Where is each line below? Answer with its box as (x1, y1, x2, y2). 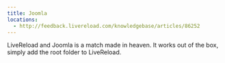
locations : (7, 16, 38, 23)
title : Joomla (7, 9, 48, 17)
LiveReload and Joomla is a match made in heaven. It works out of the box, (7, 41, 219, 49)
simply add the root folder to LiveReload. (7, 48, 122, 56)
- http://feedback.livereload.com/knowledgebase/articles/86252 (13, 22, 200, 29)
